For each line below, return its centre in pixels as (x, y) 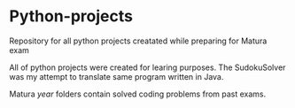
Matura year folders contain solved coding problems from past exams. (138, 94)
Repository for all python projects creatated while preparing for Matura (138, 41)
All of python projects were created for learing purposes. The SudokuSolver (147, 67)
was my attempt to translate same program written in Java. (116, 76)
